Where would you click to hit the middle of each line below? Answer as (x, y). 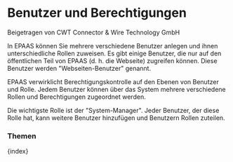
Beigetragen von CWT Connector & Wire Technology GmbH (94, 32)
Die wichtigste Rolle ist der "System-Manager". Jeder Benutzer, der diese (113, 110)
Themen (22, 136)
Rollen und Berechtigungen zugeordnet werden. (76, 97)
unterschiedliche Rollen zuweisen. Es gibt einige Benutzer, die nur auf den (114, 53)
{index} (18, 151)
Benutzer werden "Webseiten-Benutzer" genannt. (79, 68)
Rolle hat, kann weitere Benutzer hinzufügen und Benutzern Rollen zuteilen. (116, 118)
